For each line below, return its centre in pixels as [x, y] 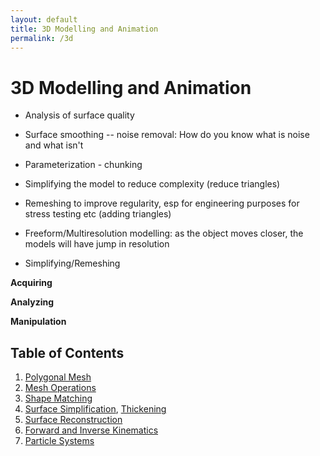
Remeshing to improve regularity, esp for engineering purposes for [162, 203]
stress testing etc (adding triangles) [98, 214]
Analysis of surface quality [79, 115]
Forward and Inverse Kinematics [91, 430]
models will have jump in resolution [97, 244]
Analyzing [32, 302]
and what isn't [54, 145]
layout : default [44, 19]
